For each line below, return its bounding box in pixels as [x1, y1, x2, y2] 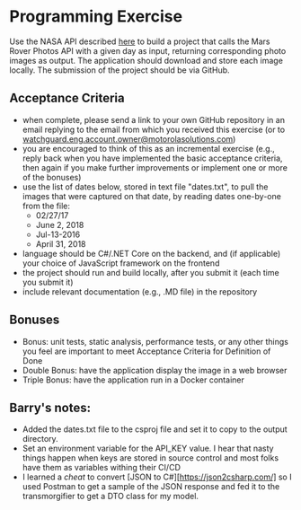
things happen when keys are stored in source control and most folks [22, 453, 279, 463]
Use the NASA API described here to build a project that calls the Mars [9, 36, 270, 47]
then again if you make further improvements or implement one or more [22, 162, 288, 172]
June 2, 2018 [35, 219, 84, 230]
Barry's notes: [9, 400, 92, 415]
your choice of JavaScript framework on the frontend [22, 258, 220, 268]
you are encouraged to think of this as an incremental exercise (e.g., [22, 143, 276, 154]
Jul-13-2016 [35, 229, 81, 240]
